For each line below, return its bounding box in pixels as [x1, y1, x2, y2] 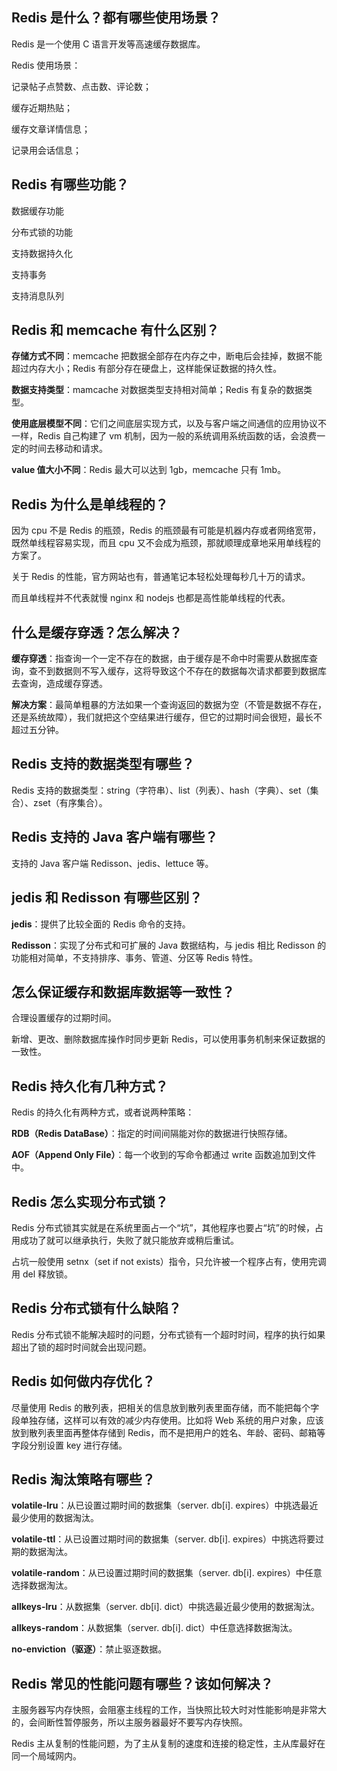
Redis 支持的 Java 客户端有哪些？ [11, 829, 219, 846]
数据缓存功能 [11, 204, 64, 217]
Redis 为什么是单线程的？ [11, 496, 169, 513]
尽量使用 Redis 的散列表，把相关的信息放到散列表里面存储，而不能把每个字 [11, 1401, 320, 1413]
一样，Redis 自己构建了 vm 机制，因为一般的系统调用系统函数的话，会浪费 [11, 430, 318, 442]
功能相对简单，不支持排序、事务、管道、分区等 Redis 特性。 [11, 951, 259, 963]
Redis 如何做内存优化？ [11, 1373, 156, 1390]
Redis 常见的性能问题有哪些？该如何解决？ [11, 1675, 274, 1692]
